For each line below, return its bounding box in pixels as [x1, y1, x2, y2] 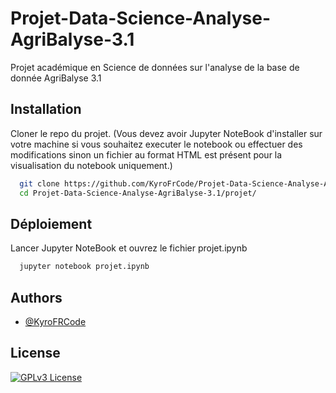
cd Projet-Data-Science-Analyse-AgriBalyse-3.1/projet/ [19, 188, 257, 198]
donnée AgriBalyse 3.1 [10, 72, 102, 84]
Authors [10, 289, 63, 306]
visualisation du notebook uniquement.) [10, 159, 173, 171]
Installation [10, 101, 82, 118]
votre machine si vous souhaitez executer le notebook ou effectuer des [10, 138, 303, 150]
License [10, 345, 61, 362]
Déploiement [10, 215, 93, 232]
